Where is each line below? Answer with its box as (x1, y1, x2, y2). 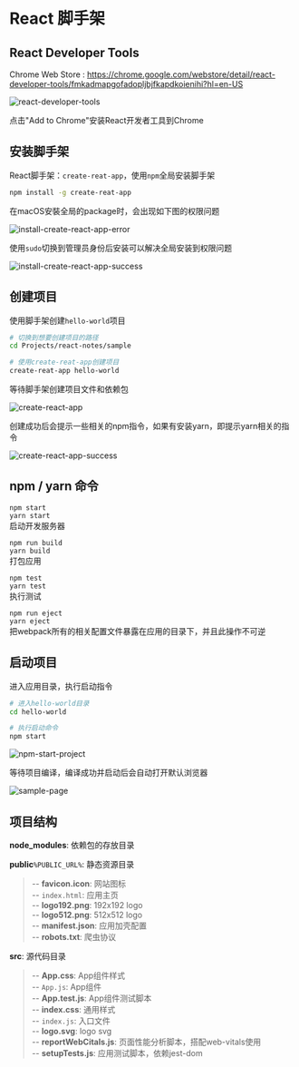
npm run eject (9, 609, 63, 618)
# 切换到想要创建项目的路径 (9, 333, 100, 342)
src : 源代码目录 (9, 950, 66, 962)
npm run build (9, 538, 63, 547)
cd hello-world (9, 707, 67, 717)
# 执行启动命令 (9, 723, 59, 733)
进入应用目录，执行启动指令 (9, 680, 113, 691)
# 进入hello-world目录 (9, 699, 90, 708)
